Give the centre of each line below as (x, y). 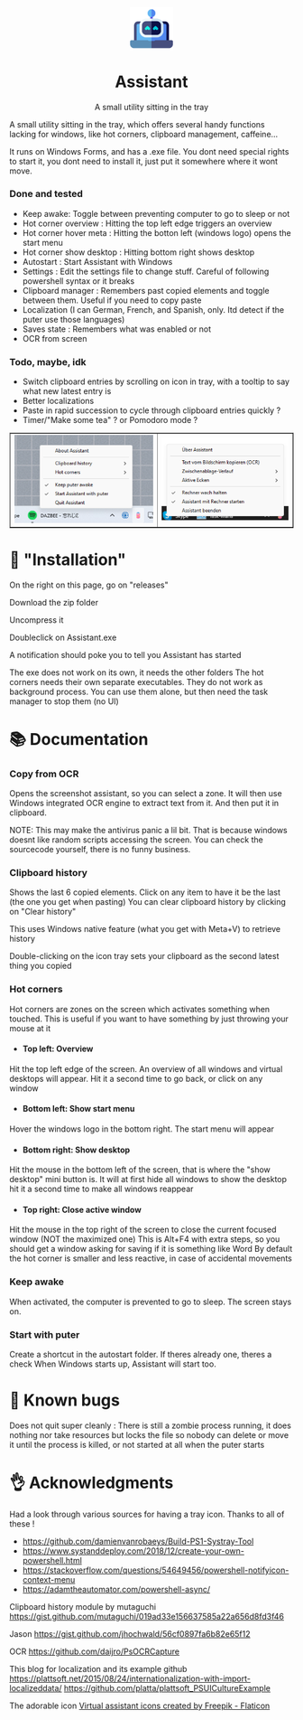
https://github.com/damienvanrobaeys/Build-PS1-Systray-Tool (138, 1541)
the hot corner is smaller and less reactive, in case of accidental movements (151, 1258)
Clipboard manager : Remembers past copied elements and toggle (146, 290)
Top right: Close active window (82, 1209)
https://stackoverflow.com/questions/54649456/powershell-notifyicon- (156, 1570)
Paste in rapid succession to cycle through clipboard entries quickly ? (151, 410)
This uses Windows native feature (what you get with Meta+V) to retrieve (145, 929)
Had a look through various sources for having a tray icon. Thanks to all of (147, 1514)
